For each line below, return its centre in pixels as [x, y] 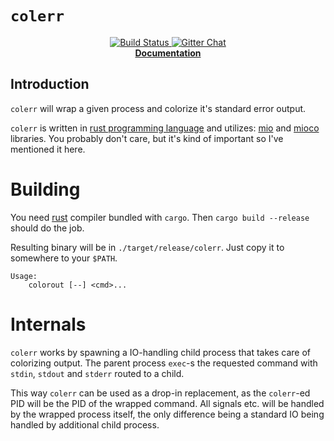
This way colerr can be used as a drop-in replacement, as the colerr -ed [160, 393]
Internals [48, 324]
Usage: [24, 276]
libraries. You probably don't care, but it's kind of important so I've [147, 138]
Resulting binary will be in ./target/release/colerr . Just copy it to [147, 247]
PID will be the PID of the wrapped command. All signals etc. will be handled [167, 403]
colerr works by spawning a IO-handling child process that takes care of [160, 352]
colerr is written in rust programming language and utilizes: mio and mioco [165, 128]
